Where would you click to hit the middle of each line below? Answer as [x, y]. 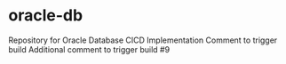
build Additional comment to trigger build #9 [89, 49]
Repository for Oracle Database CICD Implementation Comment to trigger [143, 40]
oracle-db [46, 16]
